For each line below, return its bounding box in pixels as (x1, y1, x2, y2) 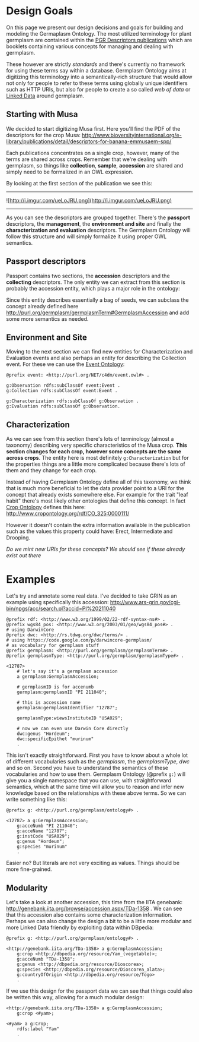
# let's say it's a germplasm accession (17, 668, 118, 675)
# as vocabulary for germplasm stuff (6, 643, 99, 649)
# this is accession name (17, 700, 81, 706)
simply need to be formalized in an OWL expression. (6, 168, 134, 175)
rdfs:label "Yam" (17, 1026, 60, 1032)
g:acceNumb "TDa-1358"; (17, 956, 76, 962)
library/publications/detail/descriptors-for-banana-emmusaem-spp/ (6, 138, 172, 145)
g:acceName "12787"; (17, 828, 68, 834)
